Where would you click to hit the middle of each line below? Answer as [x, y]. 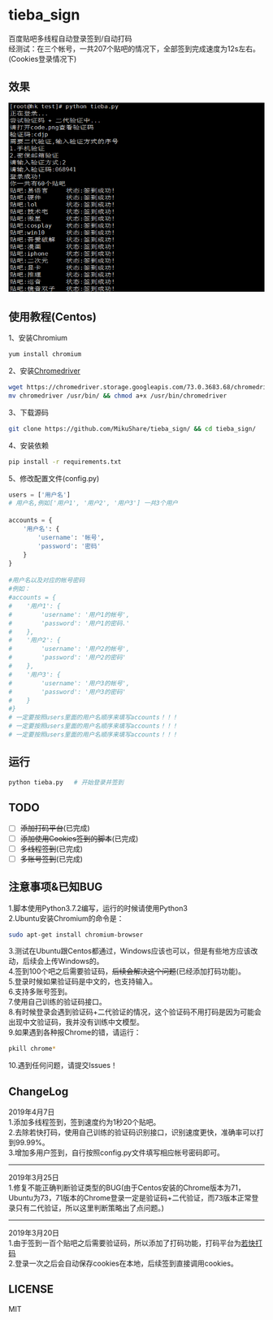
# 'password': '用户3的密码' [67, 692]
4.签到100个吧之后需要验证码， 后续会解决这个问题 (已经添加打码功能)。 [127, 971]
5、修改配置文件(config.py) [54, 478]
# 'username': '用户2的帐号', [69, 649]
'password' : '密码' [69, 546]
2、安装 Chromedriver [45, 371]
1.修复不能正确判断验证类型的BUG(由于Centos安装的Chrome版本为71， [127, 1188]
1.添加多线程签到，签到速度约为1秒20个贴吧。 [84, 1122]
